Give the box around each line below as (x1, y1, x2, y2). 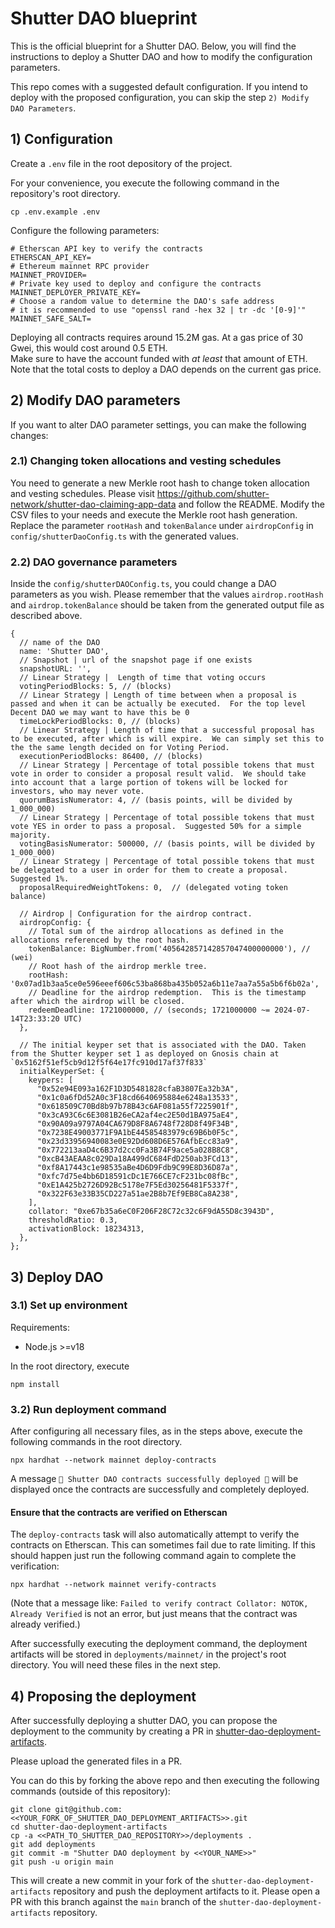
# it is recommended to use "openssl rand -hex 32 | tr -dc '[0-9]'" (10, 305, 307, 315)
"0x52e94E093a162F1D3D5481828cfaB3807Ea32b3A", (36, 1084, 240, 1094)
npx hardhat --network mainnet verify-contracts (10, 1580, 217, 1590)
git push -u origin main (10, 1857, 114, 1867)
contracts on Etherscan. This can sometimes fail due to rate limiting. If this (10, 1539, 316, 1551)
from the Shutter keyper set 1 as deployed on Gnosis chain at (10, 1049, 280, 1059)
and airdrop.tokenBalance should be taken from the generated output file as (10, 599, 325, 611)
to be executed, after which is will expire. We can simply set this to (10, 734, 325, 744)
